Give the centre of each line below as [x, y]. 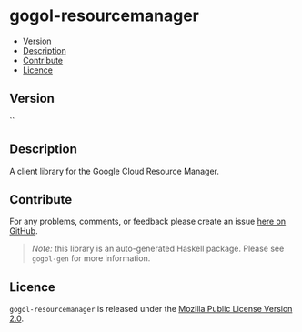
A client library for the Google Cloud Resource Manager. [115, 171]
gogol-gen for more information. [91, 258]
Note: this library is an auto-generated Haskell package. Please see [158, 249]
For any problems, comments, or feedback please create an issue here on [148, 221]
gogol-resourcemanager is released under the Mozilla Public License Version [151, 309]
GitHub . [24, 231]
